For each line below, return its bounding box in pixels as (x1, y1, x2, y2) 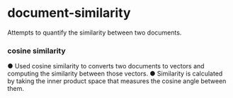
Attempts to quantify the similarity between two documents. (7, 28, 182, 37)
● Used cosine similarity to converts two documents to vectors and (7, 62, 205, 71)
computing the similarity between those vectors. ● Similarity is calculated (7, 69, 223, 78)
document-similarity (7, 5, 131, 21)
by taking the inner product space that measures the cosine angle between (7, 77, 227, 85)
